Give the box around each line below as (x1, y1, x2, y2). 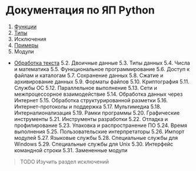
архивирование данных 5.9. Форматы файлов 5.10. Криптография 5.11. (14, 78, 190, 85)
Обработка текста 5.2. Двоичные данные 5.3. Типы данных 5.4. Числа (14, 59, 191, 66)
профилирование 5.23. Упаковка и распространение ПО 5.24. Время (14, 122, 188, 129)
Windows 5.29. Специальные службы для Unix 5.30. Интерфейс (14, 140, 174, 147)
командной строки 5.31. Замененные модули (14, 146, 128, 153)
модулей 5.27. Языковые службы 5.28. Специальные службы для (14, 134, 178, 141)
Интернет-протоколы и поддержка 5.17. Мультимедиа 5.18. (14, 103, 161, 110)
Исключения (14, 35, 46, 42)
